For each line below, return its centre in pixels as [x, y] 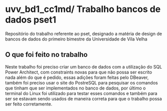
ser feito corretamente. [29, 104]
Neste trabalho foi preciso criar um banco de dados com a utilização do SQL [84, 66]
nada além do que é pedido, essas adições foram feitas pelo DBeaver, [77, 77]
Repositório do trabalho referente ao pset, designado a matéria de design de [83, 33]
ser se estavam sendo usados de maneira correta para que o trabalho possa [83, 98]
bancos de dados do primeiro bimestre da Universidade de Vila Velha [76, 39]
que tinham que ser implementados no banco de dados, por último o [76, 88]
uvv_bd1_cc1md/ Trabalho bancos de [83, 9]
